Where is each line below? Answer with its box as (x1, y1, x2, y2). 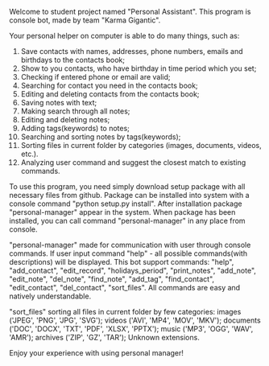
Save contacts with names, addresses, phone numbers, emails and (20, 47, 244, 56)
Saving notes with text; (20, 98, 97, 107)
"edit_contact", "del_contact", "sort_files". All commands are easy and (9, 283, 241, 292)
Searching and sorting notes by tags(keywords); (20, 132, 181, 142)
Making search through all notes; (20, 106, 130, 116)
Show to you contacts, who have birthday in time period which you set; (20, 64, 257, 73)
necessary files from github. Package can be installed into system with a (9, 191, 250, 199)
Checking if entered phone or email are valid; (20, 72, 172, 81)
